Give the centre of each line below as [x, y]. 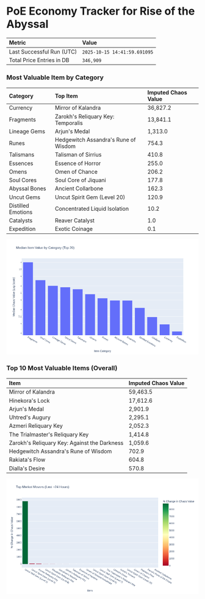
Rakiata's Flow [27, 460]
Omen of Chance [76, 171]
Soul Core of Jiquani [80, 180]
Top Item [66, 96]
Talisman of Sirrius [78, 155]
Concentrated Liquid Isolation [92, 209]
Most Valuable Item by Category [55, 77]
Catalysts [21, 221]
